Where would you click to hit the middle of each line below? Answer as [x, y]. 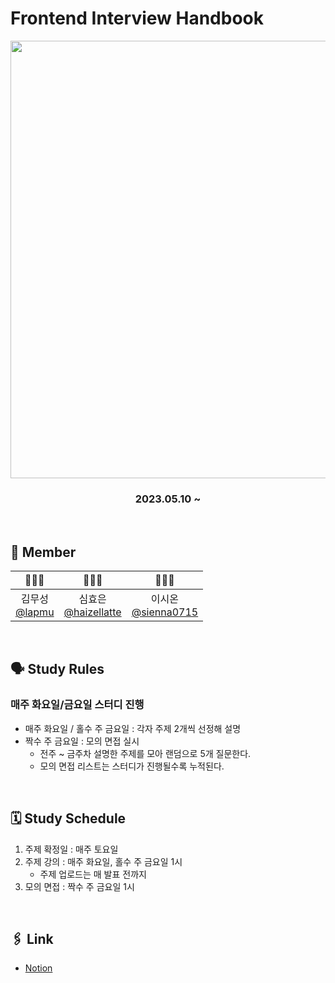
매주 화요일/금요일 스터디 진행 [77, 705]
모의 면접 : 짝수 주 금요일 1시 [79, 886]
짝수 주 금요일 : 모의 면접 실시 [82, 741]
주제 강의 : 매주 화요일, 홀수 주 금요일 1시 [103, 861]
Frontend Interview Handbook [137, 18]
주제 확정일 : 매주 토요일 [71, 849]
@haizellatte [92, 612]
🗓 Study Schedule [68, 818]
